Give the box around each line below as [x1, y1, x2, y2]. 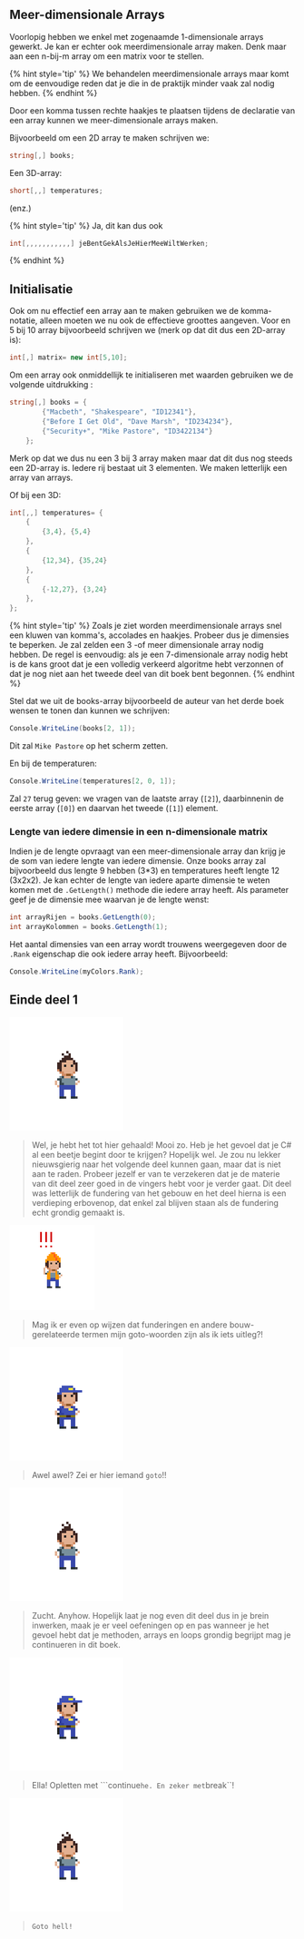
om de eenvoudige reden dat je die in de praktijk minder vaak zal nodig [9, 77, 275, 89]
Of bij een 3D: [9, 489, 62, 500]
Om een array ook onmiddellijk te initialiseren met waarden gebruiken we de [9, 369, 294, 380]
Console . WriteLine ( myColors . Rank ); [9, 966, 144, 976]
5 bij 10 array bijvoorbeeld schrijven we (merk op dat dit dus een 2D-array [9, 325, 286, 336]
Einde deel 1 [9, 993, 79, 1008]
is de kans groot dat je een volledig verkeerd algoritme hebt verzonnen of [9, 659, 284, 670]
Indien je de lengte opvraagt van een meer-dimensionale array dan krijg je [9, 846, 286, 857]
